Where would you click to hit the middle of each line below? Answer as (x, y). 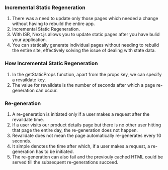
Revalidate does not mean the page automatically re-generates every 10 (87, 135)
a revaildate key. (29, 80)
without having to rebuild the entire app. (53, 24)
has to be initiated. (55, 151)
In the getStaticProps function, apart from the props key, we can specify (87, 74)
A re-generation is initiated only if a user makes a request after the (81, 114)
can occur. (47, 90)
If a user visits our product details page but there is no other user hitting (87, 125)
